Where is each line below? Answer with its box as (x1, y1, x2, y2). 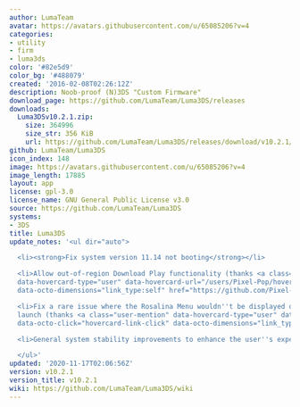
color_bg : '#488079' (9, 71, 87, 80)
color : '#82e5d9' (9, 63, 74, 72)
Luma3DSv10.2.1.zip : (17, 112, 94, 121)
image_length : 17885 (9, 170, 87, 179)
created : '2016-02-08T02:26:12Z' (9, 79, 134, 88)
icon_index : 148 (9, 154, 70, 163)
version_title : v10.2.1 (9, 376, 98, 385)
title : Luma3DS (9, 228, 66, 237)
